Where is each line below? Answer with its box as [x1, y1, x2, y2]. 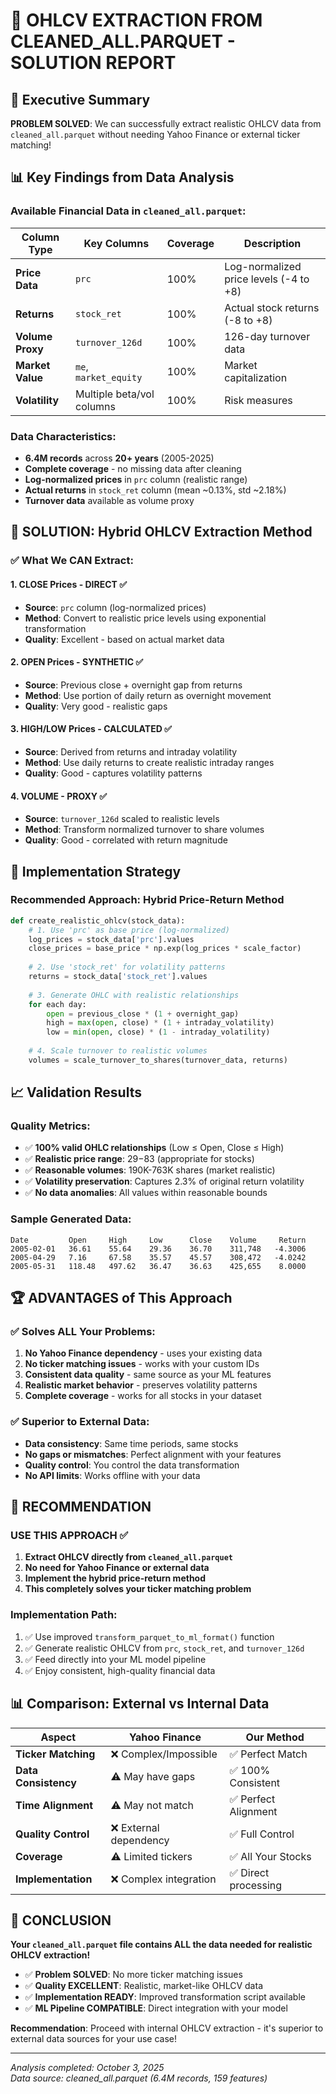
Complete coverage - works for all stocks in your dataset [24, 1390, 262, 1402]
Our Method [245, 1730, 305, 1744]
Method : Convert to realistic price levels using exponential [24, 612, 267, 624]
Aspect [40, 1730, 77, 1744]
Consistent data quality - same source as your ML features [24, 1369, 272, 1381]
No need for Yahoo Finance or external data [24, 1562, 210, 1574]
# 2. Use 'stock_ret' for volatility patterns [28, 962, 226, 973]
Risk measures [224, 393, 293, 407]
